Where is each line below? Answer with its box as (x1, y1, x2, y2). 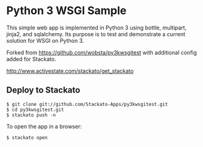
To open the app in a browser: (6, 123, 82, 130)
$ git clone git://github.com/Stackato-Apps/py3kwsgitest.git (6, 101, 168, 107)
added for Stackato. (6, 55, 56, 62)
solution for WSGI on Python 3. (6, 37, 84, 44)
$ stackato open (6, 134, 48, 141)
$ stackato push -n (6, 111, 56, 118)
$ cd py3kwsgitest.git (6, 107, 64, 113)
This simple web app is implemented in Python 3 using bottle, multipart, (6, 24, 187, 31)
